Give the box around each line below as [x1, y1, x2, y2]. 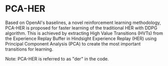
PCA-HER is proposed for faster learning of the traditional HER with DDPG [5, 24, 157, 30]
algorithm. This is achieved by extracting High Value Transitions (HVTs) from [5, 30, 163, 36]
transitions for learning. [5, 46, 54, 52]
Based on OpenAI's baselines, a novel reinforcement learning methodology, [5, 19, 161, 25]
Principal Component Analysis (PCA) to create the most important [5, 40, 141, 46]
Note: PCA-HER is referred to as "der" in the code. [5, 55, 109, 61]
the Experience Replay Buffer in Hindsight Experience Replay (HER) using [5, 35, 157, 41]
